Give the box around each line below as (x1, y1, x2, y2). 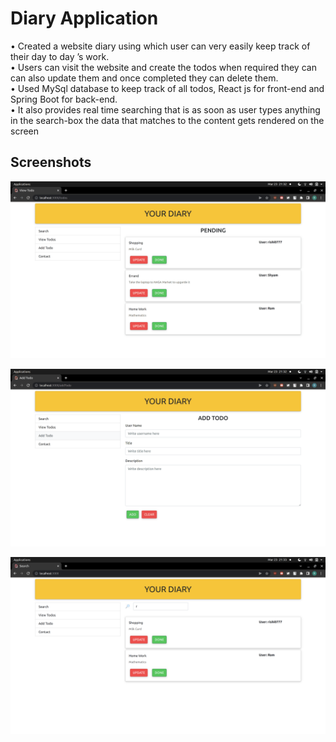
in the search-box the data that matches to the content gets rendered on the (10, 114, 325, 126)
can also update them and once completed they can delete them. (10, 72, 279, 84)
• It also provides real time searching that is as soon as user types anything (10, 103, 321, 116)
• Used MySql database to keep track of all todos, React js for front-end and (10, 82, 325, 94)
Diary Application (10, 7, 159, 30)
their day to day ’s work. (10, 50, 110, 62)
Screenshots (10, 154, 92, 171)
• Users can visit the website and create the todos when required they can (10, 61, 317, 73)
